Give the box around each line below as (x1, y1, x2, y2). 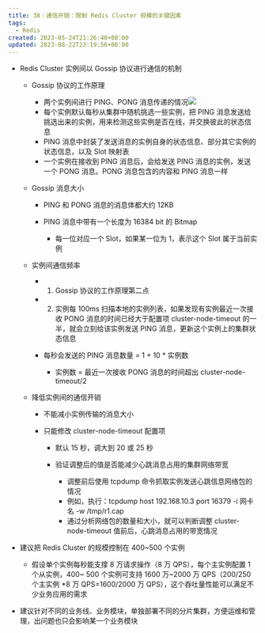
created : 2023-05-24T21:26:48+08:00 (8, 33, 129, 42)
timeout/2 (55, 377, 87, 386)
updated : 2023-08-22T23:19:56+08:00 (8, 41, 129, 49)
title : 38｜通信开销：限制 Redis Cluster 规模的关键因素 (8, 11, 182, 20)
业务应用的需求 (38, 589, 88, 599)
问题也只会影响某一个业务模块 (40, 616, 138, 626)
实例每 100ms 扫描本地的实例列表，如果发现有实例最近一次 (55, 304, 248, 313)
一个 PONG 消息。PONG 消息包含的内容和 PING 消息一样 (43, 167, 229, 176)
